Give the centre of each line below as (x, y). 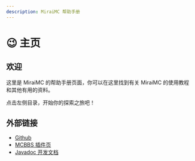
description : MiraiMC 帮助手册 (43, 12)
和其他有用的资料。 (30, 89)
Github (23, 138)
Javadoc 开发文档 (37, 152)
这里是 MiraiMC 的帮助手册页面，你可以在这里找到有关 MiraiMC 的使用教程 (98, 82)
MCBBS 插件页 (33, 145)
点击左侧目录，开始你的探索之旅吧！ (51, 103)
